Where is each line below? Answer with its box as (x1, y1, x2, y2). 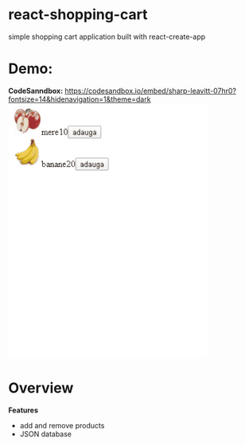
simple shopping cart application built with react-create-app (8, 32, 206, 41)
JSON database (19, 429, 72, 439)
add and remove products (19, 420, 105, 430)
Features (8, 405, 38, 415)
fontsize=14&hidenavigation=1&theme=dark (8, 94, 151, 104)
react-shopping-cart (8, 6, 148, 24)
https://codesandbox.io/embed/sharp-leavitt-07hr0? (64, 86, 237, 95)
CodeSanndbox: (8, 86, 64, 95)
